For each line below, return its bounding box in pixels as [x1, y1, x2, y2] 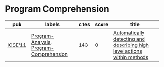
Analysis [31, 38, 51, 45]
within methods [113, 54, 149, 61]
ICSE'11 [7, 42, 27, 48]
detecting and [113, 35, 145, 42]
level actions [113, 47, 143, 54]
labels [45, 21, 60, 28]
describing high [113, 42, 149, 48]
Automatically [113, 29, 145, 36]
